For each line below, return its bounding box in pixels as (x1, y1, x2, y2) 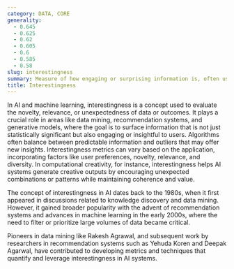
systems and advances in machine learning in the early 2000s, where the (7, 211, 218, 219)
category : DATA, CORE (7, 10, 70, 17)
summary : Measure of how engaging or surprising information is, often (7, 75, 219, 82)
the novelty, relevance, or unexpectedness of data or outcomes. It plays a (7, 108, 219, 117)
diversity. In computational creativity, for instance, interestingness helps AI (7, 160, 221, 168)
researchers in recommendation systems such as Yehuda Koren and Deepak (7, 239, 227, 248)
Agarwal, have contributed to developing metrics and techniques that (7, 247, 206, 255)
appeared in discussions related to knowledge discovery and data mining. (7, 196, 219, 205)
